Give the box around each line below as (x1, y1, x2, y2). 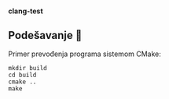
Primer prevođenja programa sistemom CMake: (8, 49, 161, 58)
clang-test (8, 6, 43, 16)
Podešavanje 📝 (8, 28, 83, 42)
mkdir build (8, 65, 47, 72)
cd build (8, 71, 37, 80)
